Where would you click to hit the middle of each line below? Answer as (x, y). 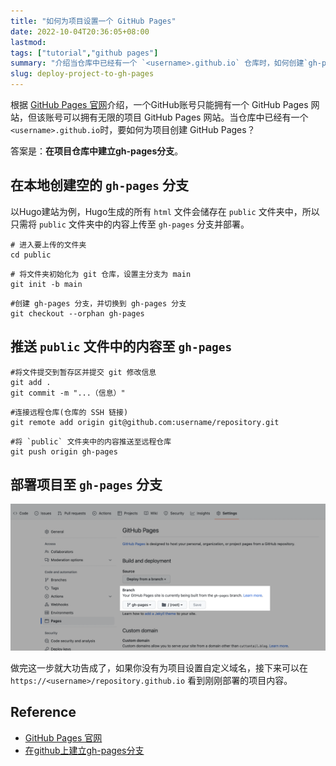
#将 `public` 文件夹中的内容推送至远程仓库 (91, 441)
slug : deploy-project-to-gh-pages (82, 74)
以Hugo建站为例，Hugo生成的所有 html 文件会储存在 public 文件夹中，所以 (165, 211)
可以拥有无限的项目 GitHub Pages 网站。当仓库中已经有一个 (185, 117)
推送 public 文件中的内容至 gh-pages (121, 346)
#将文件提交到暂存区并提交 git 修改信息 (83, 372)
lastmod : (28, 42)
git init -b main (46, 284)
